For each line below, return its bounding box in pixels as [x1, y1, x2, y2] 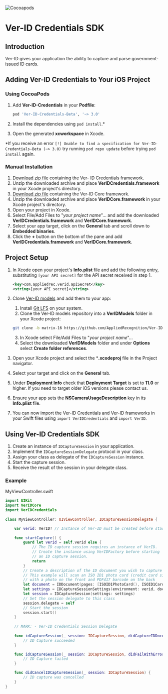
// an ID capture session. [31, 554, 88, 559]
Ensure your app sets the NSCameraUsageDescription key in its [12, 395, 146, 401]
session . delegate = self [23, 601, 75, 606]
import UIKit [5, 498, 32, 503]
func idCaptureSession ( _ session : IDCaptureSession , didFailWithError [14, 652, 164, 657]
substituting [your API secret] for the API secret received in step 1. [12, 272, 152, 278]
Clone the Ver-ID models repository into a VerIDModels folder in [19, 310, 152, 316]
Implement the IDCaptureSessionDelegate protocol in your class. [12, 448, 144, 454]
